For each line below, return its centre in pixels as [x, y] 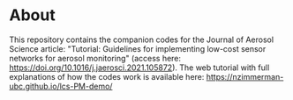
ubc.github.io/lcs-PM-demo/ [61, 86]
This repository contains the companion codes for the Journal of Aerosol [142, 39]
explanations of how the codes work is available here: [107, 76]
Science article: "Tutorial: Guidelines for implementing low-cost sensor [138, 48]
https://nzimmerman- [245, 76]
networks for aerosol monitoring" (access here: [95, 58]
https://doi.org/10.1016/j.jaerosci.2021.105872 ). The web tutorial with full [139, 68]
